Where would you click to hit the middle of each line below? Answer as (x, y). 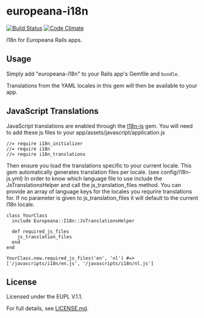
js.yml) (15, 178)
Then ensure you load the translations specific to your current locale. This (99, 165)
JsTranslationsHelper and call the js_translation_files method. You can (94, 185)
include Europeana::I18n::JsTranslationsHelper (73, 221)
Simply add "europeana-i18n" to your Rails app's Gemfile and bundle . (93, 74)
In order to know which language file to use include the (93, 178)
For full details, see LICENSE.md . (47, 308)
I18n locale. (20, 204)
